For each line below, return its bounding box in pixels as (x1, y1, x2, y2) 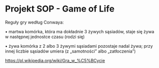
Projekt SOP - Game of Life (5, 3, 115, 14)
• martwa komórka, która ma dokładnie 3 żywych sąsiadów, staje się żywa (5, 28, 155, 34)
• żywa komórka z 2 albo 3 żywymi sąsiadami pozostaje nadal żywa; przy (5, 43, 153, 49)
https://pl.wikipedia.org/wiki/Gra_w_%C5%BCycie (5, 57, 106, 63)
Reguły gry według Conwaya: (5, 19, 64, 25)
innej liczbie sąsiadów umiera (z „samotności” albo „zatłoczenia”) (5, 48, 136, 54)
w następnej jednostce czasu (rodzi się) (5, 34, 85, 40)
